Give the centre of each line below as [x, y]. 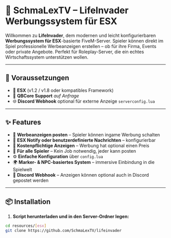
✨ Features [23, 122]
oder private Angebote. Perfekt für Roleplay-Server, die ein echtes [75, 52]
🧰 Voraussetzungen [37, 78]
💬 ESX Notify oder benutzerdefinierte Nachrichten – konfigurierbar [84, 140]
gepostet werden [31, 180]
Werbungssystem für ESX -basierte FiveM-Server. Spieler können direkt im [84, 41]
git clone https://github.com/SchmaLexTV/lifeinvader [64, 231]
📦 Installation [28, 201]
